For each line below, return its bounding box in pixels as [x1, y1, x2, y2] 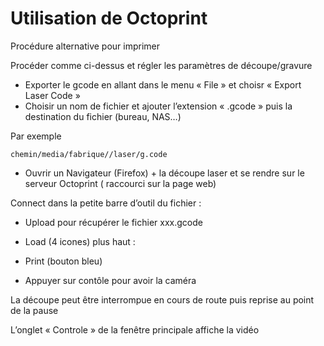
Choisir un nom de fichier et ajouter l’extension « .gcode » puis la [24, 100, 293, 112]
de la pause [10, 304, 59, 316]
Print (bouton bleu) [24, 255, 103, 267]
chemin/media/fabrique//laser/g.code [10, 149, 168, 159]
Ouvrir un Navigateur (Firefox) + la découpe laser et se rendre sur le [24, 167, 305, 179]
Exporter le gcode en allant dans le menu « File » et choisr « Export [24, 78, 302, 91]
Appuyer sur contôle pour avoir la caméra [24, 274, 197, 286]
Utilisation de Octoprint [10, 7, 208, 30]
